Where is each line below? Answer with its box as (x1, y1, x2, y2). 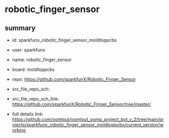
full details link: (12, 111, 44, 117)
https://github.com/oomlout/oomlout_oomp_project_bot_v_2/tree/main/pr (12, 116, 164, 122)
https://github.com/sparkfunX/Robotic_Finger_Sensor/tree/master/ (12, 101, 151, 107)
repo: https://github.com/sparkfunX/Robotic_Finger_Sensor (12, 76, 136, 82)
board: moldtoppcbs (12, 67, 55, 72)
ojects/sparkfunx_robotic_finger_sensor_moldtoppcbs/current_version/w (12, 122, 164, 127)
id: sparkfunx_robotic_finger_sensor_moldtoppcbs (12, 37, 117, 43)
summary (5, 24, 36, 32)
